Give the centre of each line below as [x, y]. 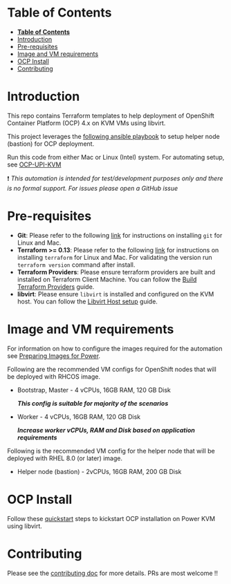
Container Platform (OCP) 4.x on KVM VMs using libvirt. [86, 123]
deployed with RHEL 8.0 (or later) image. [65, 458]
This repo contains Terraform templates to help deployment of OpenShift [111, 115]
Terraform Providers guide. [56, 286]
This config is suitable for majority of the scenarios [93, 403]
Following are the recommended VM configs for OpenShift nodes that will [112, 369]
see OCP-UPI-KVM [34, 164]
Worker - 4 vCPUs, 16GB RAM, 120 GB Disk [78, 417]
